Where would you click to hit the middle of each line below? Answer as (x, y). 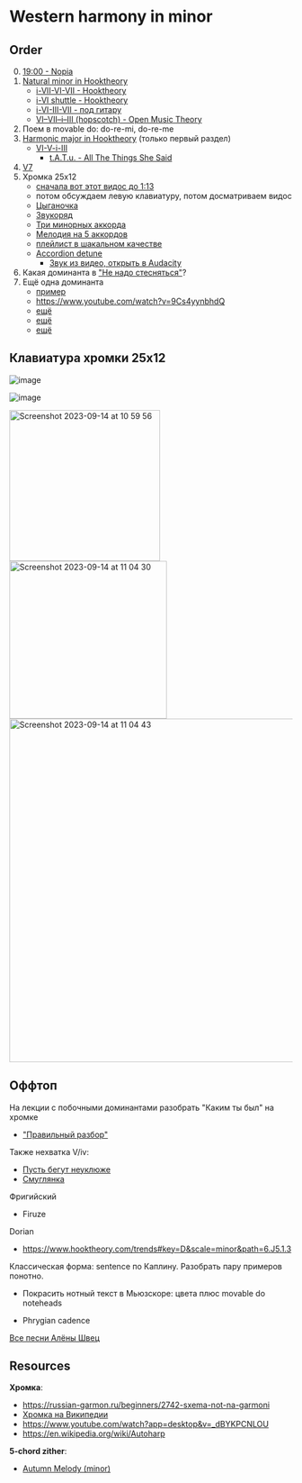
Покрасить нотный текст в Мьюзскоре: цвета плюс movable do (144, 1293)
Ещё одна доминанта (63, 282)
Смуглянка (43, 1178)
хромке (24, 1117)
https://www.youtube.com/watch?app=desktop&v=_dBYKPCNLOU (146, 1424)
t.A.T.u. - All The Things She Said (111, 158)
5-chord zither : (38, 1451)
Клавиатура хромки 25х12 (88, 358)
